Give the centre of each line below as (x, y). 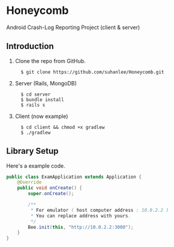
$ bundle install (43, 100)
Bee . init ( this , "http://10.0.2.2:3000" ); (81, 227)
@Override (30, 182)
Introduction (30, 46)
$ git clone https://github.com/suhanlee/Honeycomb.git (92, 72)
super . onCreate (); (51, 194)
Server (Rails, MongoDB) (46, 83)
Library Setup (33, 151)
